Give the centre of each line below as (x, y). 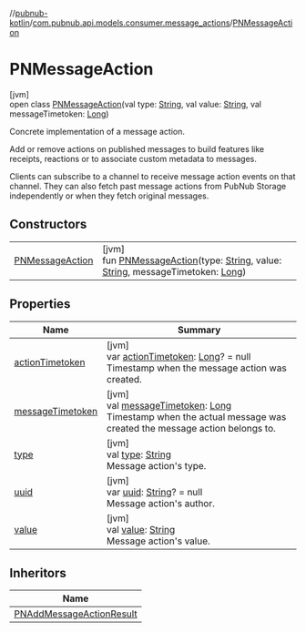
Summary (199, 330)
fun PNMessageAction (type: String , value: (192, 260)
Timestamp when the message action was (196, 368)
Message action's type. (156, 465)
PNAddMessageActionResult (76, 614)
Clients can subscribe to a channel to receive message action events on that (153, 176)
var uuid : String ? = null (154, 492)
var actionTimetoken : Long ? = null (178, 356)
